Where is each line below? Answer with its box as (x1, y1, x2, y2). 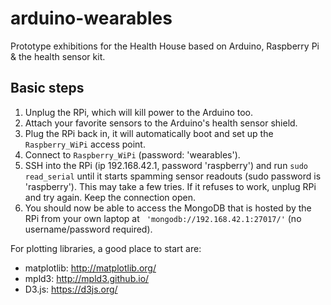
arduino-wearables (10, 7, 173, 30)
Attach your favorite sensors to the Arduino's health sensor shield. (24, 117, 298, 129)
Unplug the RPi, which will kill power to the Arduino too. (24, 106, 254, 118)
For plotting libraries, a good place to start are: (10, 242, 202, 254)
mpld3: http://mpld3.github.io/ (24, 272, 150, 284)
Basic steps (10, 80, 85, 97)
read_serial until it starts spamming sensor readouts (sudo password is (24, 170, 322, 182)
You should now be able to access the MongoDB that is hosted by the (24, 202, 312, 214)
